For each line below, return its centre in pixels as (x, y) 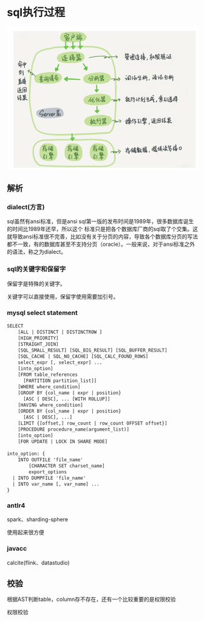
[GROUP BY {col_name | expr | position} (70, 393)
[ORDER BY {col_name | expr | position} (70, 411)
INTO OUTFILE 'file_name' (51, 460)
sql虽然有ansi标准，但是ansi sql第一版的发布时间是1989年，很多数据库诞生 (100, 221)
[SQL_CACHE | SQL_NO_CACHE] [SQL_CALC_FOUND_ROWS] (83, 356)
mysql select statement (42, 313)
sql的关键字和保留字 (36, 269)
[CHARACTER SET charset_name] (67, 466)
